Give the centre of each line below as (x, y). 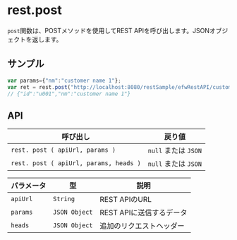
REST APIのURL (126, 200)
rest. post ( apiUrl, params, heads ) (76, 163)
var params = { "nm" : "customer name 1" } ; (64, 80)
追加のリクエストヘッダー (142, 226)
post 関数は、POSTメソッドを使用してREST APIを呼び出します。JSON (109, 30)
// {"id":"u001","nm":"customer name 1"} (69, 94)
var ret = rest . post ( (39, 87)
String (64, 199)
